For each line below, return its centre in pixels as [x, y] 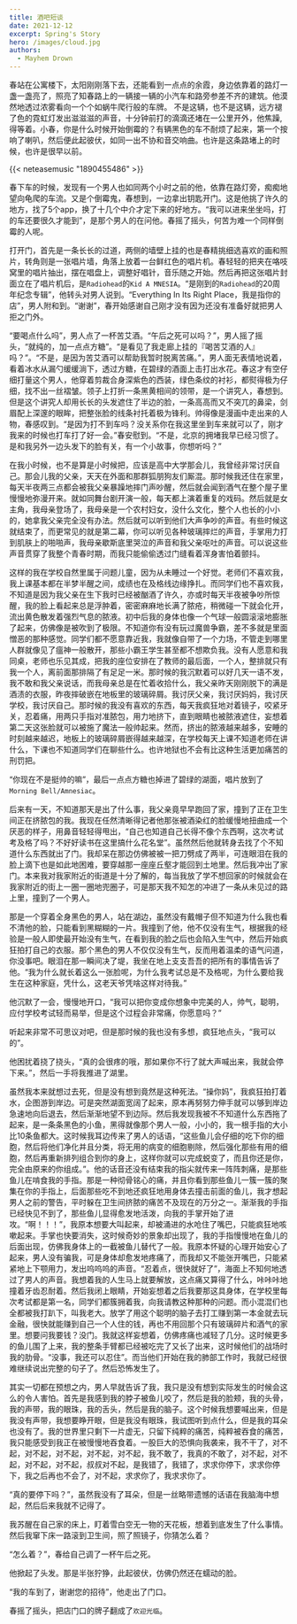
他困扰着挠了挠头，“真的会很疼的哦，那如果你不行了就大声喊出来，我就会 [143, 1062]
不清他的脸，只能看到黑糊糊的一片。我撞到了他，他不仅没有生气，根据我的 [145, 928]
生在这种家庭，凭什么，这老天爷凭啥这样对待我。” [98, 983]
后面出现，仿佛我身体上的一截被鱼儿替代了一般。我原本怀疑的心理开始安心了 [148, 1246]
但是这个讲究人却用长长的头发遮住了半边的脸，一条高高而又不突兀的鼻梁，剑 [148, 402]
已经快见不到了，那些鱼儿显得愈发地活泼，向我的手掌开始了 [118, 1213]
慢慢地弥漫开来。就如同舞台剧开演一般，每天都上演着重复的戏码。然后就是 [145, 498]
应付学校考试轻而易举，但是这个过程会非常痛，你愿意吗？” [116, 1013]
